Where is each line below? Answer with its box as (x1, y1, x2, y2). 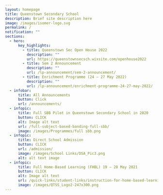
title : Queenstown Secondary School (5, 12, 79, 16)
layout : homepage (5, 7, 40, 12)
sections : (5, 34, 25, 39)
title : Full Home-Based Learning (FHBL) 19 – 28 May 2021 (17, 165, 138, 169)
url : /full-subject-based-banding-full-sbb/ (17, 124, 110, 129)
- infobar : (9, 88, 32, 93)
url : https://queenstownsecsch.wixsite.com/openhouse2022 (26, 57, 147, 61)
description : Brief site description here (5, 16, 92, 21)
